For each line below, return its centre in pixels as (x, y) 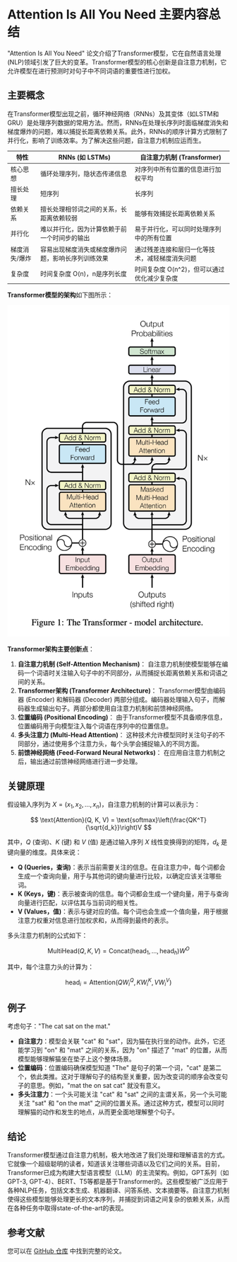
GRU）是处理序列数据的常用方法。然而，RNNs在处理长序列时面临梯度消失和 (118, 123)
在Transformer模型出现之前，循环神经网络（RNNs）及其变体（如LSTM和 (113, 113)
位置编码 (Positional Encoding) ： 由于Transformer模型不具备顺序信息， (122, 717)
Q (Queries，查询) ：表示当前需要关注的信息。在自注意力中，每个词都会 (121, 867)
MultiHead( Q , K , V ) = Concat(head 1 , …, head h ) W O (119, 951)
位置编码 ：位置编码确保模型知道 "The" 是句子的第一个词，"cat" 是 (113, 1068)
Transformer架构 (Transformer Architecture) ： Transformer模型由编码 (121, 690)
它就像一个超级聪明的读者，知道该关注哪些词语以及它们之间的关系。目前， (115, 1164)
